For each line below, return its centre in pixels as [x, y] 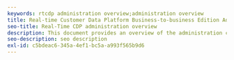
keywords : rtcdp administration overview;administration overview [106, 13]
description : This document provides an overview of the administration [115, 33]
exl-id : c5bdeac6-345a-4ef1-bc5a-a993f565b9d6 [76, 46]
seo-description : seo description [57, 39]
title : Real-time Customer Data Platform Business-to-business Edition [113, 20]
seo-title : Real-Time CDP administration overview [82, 26]
